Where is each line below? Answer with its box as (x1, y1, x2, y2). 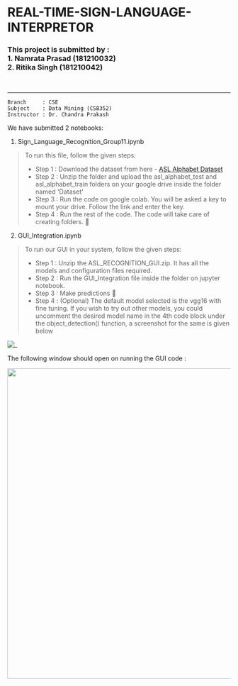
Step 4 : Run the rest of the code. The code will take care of (35, 210, 210, 218)
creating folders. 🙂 (35, 218, 90, 226)
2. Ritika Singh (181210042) (7, 62, 103, 72)
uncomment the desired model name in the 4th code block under (35, 311, 225, 320)
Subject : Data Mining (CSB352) (7, 105, 113, 112)
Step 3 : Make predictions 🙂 (35, 289, 117, 298)
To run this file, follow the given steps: (24, 151, 136, 160)
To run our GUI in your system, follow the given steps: (24, 245, 182, 254)
